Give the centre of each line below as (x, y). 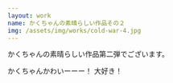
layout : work (29, 16)
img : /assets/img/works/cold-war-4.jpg (74, 30)
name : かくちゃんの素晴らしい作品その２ (66, 23)
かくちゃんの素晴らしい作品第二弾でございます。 (89, 54)
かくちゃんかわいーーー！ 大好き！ (65, 71)
